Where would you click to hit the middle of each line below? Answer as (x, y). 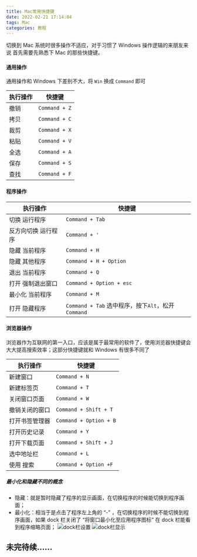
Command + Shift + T (84, 409)
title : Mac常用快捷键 (30, 11)
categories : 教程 (26, 28)
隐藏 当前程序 (28, 250)
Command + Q (83, 272)
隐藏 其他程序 (28, 261)
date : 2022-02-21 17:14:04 (39, 17)
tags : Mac (18, 22)
